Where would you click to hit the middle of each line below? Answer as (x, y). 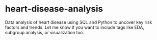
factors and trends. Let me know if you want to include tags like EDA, (75, 27)
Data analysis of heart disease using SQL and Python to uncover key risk (78, 22)
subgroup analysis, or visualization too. (45, 32)
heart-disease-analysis (54, 9)
